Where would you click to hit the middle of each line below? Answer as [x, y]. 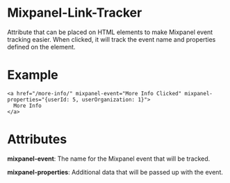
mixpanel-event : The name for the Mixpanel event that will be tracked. [109, 159]
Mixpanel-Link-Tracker [75, 13]
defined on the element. [41, 47]
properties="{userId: [39, 100]
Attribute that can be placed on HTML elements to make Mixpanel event [110, 32]
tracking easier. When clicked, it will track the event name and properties [112, 39]
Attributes [37, 140]
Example [33, 75]
